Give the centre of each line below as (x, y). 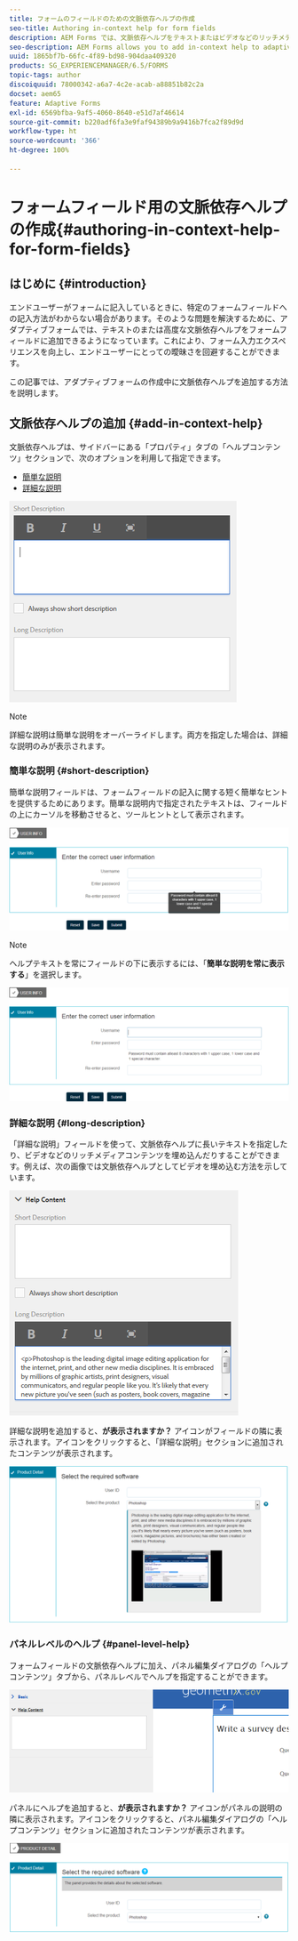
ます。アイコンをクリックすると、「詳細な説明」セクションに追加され (158, 1442)
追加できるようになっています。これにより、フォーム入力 (152, 340)
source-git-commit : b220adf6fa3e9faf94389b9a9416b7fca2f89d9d (126, 122)
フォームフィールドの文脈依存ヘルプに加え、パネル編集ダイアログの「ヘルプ (149, 1665)
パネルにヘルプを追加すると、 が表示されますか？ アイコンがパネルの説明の (146, 1808)
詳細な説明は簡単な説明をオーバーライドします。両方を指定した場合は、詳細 (149, 735)
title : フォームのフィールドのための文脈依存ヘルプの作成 (102, 19)
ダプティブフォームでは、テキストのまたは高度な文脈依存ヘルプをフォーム (145, 329)
